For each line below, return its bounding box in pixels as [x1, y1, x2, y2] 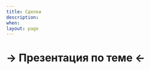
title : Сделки [6, 8, 42, 15]
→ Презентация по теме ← [6, 51, 146, 65]
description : [6, 14, 39, 20]
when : [6, 20, 20, 26]
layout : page [6, 25, 39, 32]
